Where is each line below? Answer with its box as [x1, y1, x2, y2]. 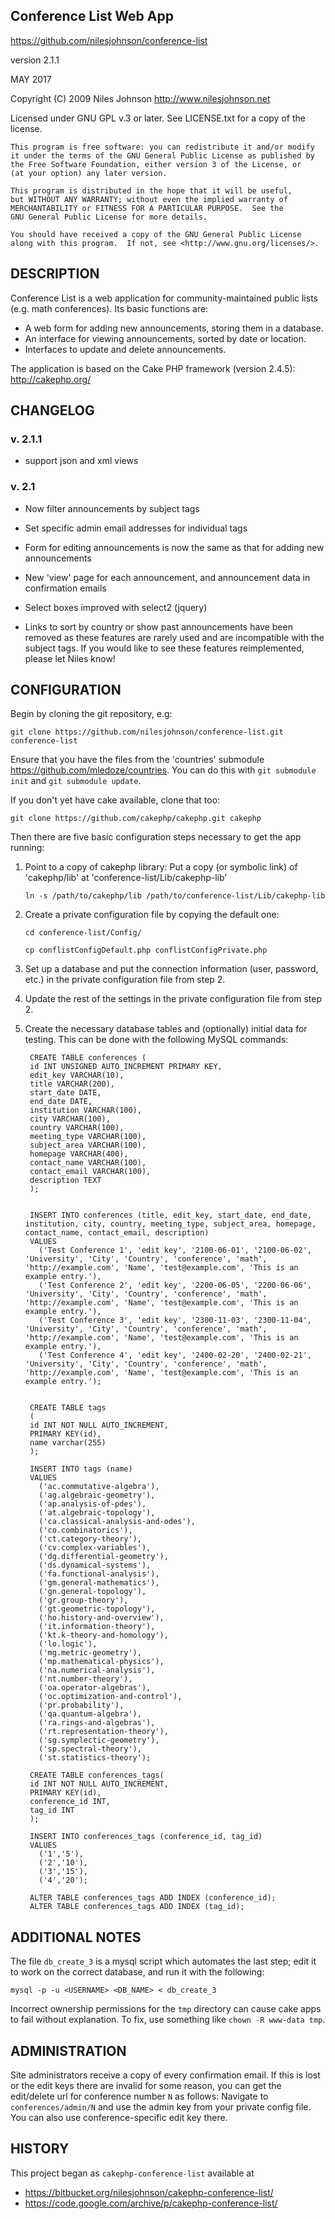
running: [10, 842, 45, 854]
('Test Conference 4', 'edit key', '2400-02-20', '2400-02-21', [38, 1350, 312, 1361]
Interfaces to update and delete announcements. [24, 343, 227, 355]
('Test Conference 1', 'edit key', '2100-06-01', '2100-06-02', [38, 1245, 312, 1256]
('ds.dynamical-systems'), [38, 1560, 152, 1571]
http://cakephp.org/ [10, 373, 92, 385]
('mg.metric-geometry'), [38, 1648, 142, 1658]
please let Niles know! [24, 652, 116, 664]
